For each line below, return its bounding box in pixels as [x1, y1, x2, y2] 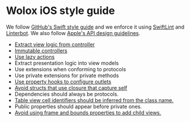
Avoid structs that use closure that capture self [14, 84, 127, 91]
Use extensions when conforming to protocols [14, 65, 126, 72]
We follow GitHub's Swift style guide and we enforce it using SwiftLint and [6, 23, 185, 30]
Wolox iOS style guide [6, 4, 115, 18]
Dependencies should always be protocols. [14, 90, 119, 97]
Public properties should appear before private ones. [14, 103, 142, 110]
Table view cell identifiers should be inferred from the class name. [14, 96, 174, 103]
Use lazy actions [14, 53, 55, 60]
